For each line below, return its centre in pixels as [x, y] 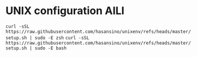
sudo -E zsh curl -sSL [62, 38]
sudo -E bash [51, 48]
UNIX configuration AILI [65, 11]
